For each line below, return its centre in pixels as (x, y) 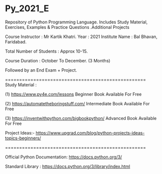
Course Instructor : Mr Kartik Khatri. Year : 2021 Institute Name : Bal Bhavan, (81, 37)
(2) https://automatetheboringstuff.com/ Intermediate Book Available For (77, 103)
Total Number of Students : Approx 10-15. (46, 51)
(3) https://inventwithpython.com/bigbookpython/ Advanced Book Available (81, 118)
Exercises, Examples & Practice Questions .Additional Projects (67, 27)
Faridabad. (16, 41)
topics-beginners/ (23, 138)
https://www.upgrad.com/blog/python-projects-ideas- (90, 133)
